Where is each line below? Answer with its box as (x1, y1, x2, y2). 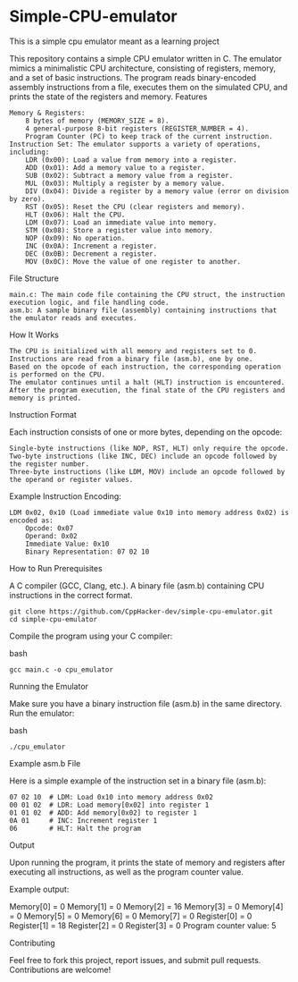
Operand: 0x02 (25, 531, 78, 540)
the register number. (9, 459, 90, 469)
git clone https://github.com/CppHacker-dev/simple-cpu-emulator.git (9, 606, 274, 616)
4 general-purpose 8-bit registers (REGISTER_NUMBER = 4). (25, 123, 250, 133)
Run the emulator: (9, 707, 75, 718)
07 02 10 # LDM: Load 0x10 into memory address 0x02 (9, 792, 214, 801)
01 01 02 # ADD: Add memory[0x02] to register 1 (9, 808, 198, 817)
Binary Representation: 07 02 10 (25, 547, 150, 556)
